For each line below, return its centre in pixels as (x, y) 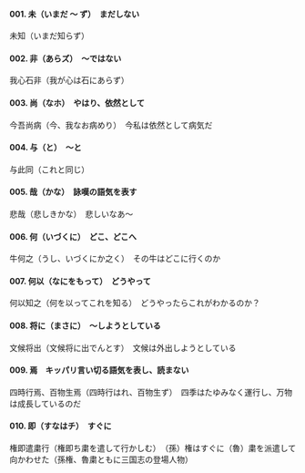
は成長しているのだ (46, 403)
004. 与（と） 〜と (46, 148)
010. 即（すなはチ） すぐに (61, 426)
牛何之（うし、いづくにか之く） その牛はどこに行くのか (115, 259)
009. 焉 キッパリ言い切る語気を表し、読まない (99, 370)
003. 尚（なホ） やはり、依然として (77, 103)
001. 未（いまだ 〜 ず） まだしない (75, 14)
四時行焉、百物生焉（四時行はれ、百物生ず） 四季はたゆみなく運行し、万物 (151, 392)
